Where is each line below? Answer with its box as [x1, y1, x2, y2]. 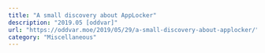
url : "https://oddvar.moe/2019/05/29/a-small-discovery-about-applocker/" [8, 26, 259, 34]
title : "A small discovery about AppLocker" [8, 11, 157, 19]
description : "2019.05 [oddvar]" [8, 19, 118, 26]
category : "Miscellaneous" [8, 33, 97, 41]
